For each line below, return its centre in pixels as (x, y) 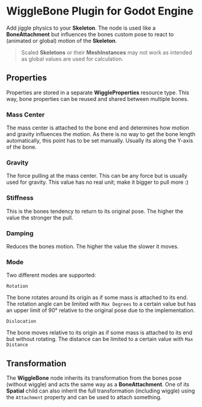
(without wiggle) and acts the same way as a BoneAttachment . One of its (98, 385)
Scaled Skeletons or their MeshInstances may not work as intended (106, 52)
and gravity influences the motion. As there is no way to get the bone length (101, 134)
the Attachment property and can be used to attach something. (84, 397)
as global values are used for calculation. (72, 59)
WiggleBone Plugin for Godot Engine (100, 11)
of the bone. (21, 147)
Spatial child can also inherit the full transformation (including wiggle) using (101, 391)
